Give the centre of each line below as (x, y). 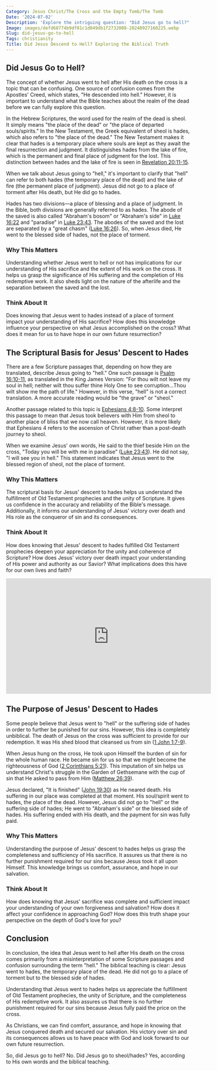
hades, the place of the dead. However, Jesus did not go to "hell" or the (92, 802)
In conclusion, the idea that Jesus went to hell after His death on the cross (96, 953)
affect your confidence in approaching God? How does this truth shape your (98, 914)
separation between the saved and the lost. (58, 287)
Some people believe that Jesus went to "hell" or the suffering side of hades (98, 723)
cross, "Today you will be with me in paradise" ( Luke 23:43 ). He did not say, (97, 452)
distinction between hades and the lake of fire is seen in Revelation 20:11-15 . (98, 162)
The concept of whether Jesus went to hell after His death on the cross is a (97, 82)
